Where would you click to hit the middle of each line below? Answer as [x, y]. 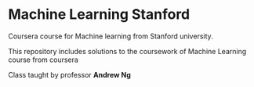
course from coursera [43, 60]
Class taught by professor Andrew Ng [70, 74]
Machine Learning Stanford [99, 14]
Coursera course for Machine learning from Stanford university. [111, 36]
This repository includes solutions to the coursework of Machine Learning [127, 51]
